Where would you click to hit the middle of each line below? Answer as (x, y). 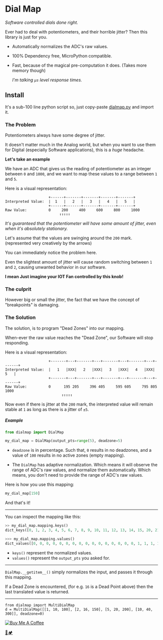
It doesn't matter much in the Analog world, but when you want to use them (81, 145)
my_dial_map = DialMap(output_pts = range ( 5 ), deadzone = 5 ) (64, 441)
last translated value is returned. (37, 591)
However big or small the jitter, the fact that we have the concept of (72, 300)
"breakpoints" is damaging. (32, 305)
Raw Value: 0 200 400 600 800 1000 (72, 210)
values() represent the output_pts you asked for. (61, 558)
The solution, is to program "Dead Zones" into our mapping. (65, 328)
